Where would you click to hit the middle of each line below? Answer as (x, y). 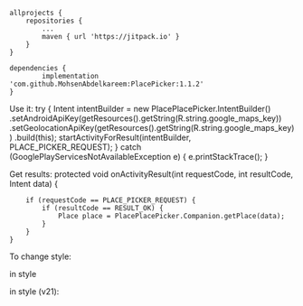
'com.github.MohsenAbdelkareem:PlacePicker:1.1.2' (107, 84)
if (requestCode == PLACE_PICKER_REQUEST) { (111, 200)
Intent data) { (34, 184)
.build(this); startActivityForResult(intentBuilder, (103, 137)
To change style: (41, 256)
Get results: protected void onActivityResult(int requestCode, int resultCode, (151, 174)
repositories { (54, 21)
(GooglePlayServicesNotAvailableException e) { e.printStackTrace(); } (139, 157)
